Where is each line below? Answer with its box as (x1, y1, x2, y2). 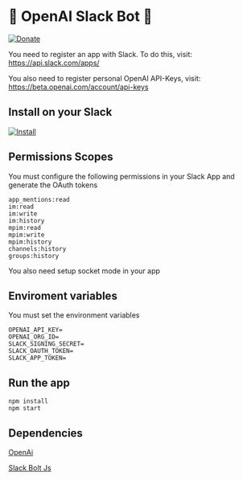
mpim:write (8, 231, 45, 239)
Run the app (8, 375, 70, 389)
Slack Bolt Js (8, 463, 51, 473)
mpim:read (8, 224, 42, 232)
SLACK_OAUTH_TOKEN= (8, 347, 74, 355)
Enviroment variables (8, 289, 118, 302)
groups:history (8, 252, 60, 260)
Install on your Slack (8, 105, 113, 119)
